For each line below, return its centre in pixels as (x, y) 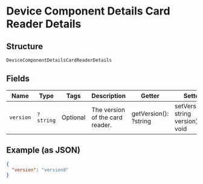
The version (108, 110)
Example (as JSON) (43, 150)
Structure (25, 46)
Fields (18, 79)
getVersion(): (150, 113)
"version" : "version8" (40, 170)
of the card (107, 117)
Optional (73, 117)
